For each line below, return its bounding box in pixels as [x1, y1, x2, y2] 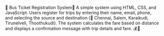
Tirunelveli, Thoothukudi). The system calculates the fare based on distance [5, 20, 159, 26]
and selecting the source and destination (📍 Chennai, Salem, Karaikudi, [5, 15, 149, 20]
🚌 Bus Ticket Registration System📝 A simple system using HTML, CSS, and [5, 5, 157, 10]
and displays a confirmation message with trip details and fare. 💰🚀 [5, 26, 140, 31]
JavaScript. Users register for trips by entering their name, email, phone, [5, 10, 152, 16]
